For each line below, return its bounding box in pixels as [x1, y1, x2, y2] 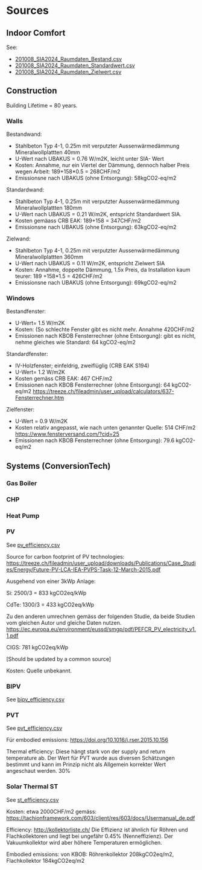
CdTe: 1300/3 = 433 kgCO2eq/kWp [6, 601, 95, 608]
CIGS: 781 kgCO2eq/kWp [6, 643, 69, 651]
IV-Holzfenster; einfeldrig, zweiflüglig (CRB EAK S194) [14, 362, 150, 369]
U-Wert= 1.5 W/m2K [14, 320, 65, 327]
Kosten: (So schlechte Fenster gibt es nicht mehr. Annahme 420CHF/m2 [14, 326, 195, 333]
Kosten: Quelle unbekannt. [6, 667, 72, 674]
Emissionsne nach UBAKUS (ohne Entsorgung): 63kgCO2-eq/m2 [14, 224, 177, 231]
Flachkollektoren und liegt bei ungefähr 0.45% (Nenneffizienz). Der [6, 832, 174, 840]
